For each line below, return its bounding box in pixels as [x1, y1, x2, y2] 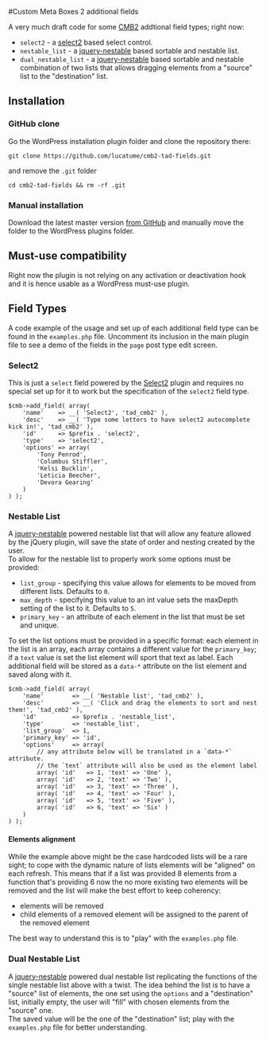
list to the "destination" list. [19, 72, 109, 80]
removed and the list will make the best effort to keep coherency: [8, 886, 221, 895]
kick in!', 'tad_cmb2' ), [8, 422, 94, 431]
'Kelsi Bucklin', [37, 464, 94, 472]
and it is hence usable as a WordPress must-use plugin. [8, 279, 191, 288]
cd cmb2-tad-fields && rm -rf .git [8, 181, 126, 190]
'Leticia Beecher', [37, 471, 102, 479]
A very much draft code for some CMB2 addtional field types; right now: [8, 22, 245, 31]
